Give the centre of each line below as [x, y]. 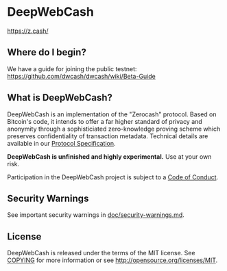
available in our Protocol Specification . [61, 143]
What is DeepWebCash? [60, 98]
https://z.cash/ [28, 31]
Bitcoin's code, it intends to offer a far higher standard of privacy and [105, 121]
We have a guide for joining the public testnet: [72, 68]
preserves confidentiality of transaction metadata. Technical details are [108, 136]
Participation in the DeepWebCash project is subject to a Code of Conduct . [113, 177]
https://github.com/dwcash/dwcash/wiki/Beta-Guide [82, 76]
